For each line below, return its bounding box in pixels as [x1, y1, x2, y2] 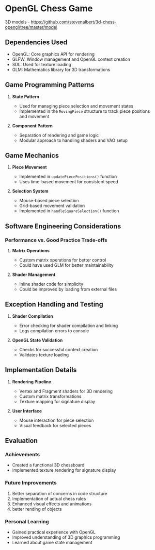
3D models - [5, 19, 30, 25]
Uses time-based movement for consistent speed [19, 179, 119, 185]
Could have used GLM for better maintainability [19, 262, 114, 268]
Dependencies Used [5, 38, 68, 47]
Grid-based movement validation [19, 203, 85, 209]
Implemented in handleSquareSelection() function [19, 208, 120, 214]
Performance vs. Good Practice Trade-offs [5, 237, 108, 243]
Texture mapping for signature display [19, 398, 95, 404]
